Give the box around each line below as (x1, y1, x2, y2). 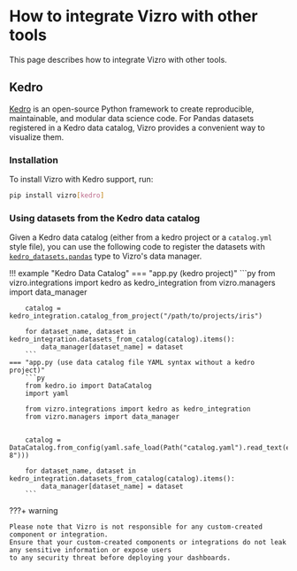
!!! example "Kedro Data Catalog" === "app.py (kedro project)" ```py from (9, 268, 276, 279)
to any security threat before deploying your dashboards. (9, 553, 232, 563)
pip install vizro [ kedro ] (9, 191, 104, 200)
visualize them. (9, 131, 65, 143)
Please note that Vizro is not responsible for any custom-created (9, 522, 263, 532)
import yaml (25, 390, 69, 398)
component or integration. (9, 530, 109, 539)
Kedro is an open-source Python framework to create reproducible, (9, 104, 255, 114)
